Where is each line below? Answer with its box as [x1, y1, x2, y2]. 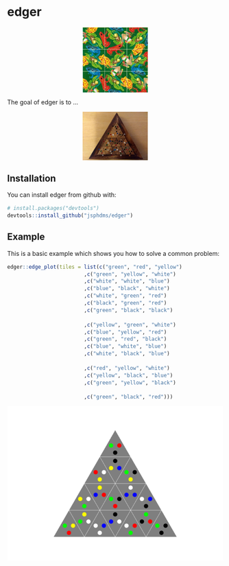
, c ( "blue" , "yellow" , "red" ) [83, 329, 167, 335]
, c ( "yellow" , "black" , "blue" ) [83, 372, 173, 379]
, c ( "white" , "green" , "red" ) [83, 292, 167, 299]
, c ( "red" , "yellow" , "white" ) [83, 364, 170, 371]
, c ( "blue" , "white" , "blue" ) [83, 343, 167, 350]
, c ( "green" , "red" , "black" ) [83, 335, 167, 343]
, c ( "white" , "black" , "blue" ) [83, 351, 170, 357]
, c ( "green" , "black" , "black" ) [83, 307, 173, 314]
